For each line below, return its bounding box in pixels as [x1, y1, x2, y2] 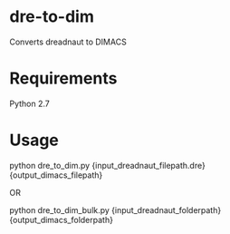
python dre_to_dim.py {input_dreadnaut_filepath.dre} [9, 160, 206, 171]
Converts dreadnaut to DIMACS [9, 36, 127, 47]
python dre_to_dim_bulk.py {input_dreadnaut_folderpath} [9, 204, 222, 215]
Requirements [9, 68, 118, 89]
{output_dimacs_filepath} [9, 170, 103, 180]
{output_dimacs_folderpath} [9, 214, 113, 225]
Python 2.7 [9, 98, 50, 109]
